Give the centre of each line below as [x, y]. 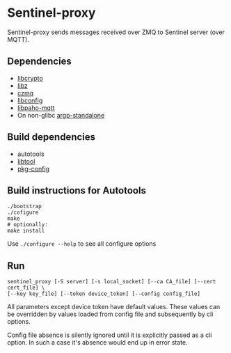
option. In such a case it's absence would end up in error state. [97, 343]
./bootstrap [24, 207]
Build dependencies [51, 137]
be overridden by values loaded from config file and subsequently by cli [110, 314]
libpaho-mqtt [36, 108]
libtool [26, 161]
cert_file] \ [26, 288]
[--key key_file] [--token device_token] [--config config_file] [104, 294]
